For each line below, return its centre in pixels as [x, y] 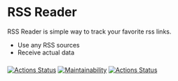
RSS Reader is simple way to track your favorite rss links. [89, 31]
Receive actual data [46, 52]
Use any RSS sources [48, 45]
